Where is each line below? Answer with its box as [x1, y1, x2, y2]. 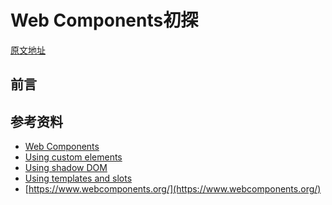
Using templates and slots [24, 172, 133, 185]
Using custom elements [24, 151, 123, 163]
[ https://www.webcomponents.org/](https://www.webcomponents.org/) [24, 183, 322, 195]
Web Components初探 [10, 9, 199, 32]
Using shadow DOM [24, 162, 108, 174]
